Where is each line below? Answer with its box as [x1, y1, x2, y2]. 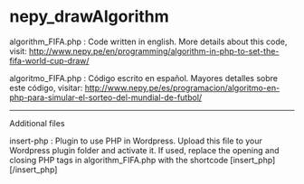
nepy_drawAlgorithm [9, 6, 169, 27]
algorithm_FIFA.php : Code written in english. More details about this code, [9, 36, 288, 47]
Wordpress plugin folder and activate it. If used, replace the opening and [9, 144, 280, 155]
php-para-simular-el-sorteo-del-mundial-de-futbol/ [9, 92, 203, 103]
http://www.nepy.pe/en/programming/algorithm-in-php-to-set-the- [28, 45, 280, 56]
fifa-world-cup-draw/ [9, 55, 90, 66]
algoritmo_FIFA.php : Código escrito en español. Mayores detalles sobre [9, 72, 279, 83]
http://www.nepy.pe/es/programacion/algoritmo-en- [84, 82, 280, 93]
